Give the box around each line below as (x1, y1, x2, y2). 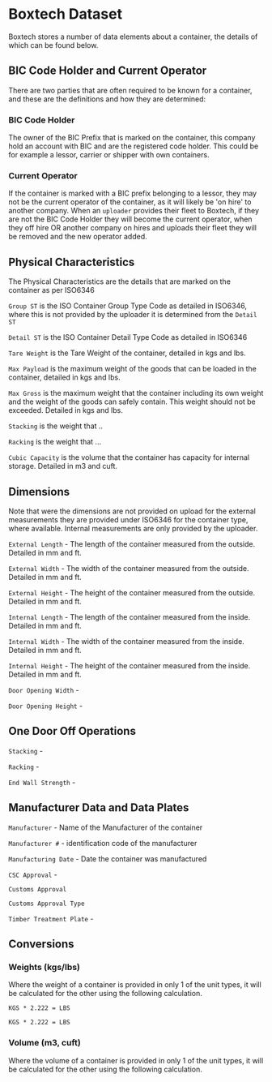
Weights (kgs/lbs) (8, 961, 81, 973)
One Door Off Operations (8, 724, 136, 738)
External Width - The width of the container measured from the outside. (8, 563, 249, 573)
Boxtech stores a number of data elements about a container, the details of (8, 32, 258, 41)
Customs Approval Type (8, 900, 85, 908)
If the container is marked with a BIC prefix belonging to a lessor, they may (8, 188, 257, 199)
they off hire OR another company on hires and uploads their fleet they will (8, 223, 257, 233)
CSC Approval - (8, 869, 58, 879)
